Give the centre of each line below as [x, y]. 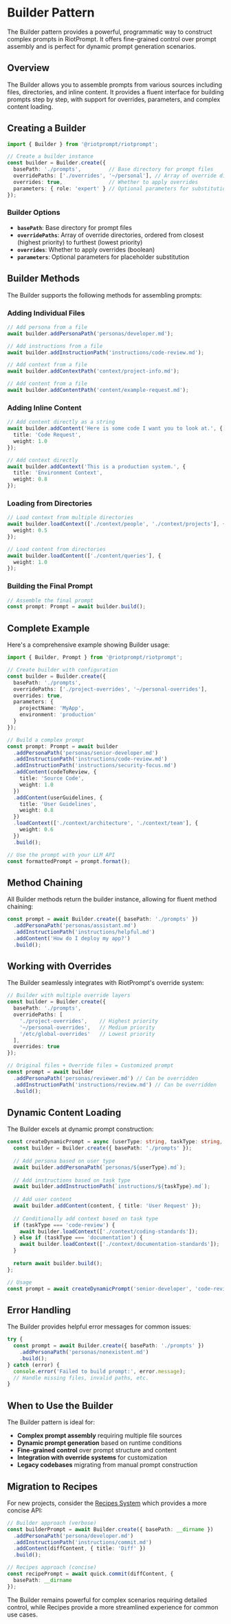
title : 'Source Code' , [52, 779]
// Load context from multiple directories [70, 518]
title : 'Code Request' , [47, 435]
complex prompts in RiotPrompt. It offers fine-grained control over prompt [112, 39]
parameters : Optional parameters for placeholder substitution [103, 257]
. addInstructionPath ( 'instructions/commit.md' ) [83, 1542]
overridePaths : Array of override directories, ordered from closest [110, 235]
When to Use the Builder [60, 1405]
